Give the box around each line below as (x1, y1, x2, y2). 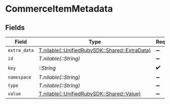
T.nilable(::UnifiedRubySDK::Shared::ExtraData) (38, 47, 151, 54)
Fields (5, 23, 25, 32)
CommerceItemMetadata (5, 3, 113, 15)
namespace (8, 75, 31, 80)
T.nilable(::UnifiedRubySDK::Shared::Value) (38, 90, 141, 97)
